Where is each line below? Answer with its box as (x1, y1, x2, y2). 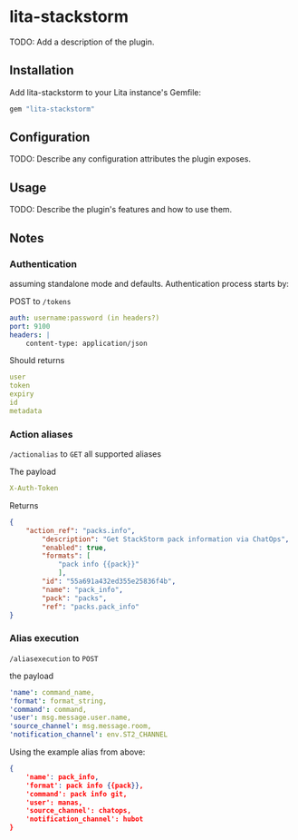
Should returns (9, 355, 65, 366)
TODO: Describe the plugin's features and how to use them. (9, 204, 233, 215)
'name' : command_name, (9, 687, 95, 697)
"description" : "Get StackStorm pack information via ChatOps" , (42, 534, 290, 544)
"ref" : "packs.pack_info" (42, 602, 140, 611)
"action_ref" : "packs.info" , (25, 526, 136, 535)
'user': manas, (25, 797, 83, 807)
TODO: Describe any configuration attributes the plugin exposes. (9, 153, 252, 164)
